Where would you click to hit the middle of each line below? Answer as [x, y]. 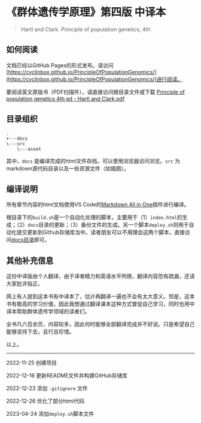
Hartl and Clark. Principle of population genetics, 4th [86, 29]
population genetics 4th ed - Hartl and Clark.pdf [66, 98]
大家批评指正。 [25, 284]
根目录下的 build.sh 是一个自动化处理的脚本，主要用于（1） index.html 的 [94, 217]
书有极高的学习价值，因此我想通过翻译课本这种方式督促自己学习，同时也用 [98, 304]
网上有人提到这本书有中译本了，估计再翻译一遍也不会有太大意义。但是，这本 [100, 296]
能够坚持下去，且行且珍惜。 [40, 332]
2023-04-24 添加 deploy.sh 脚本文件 [50, 414]
